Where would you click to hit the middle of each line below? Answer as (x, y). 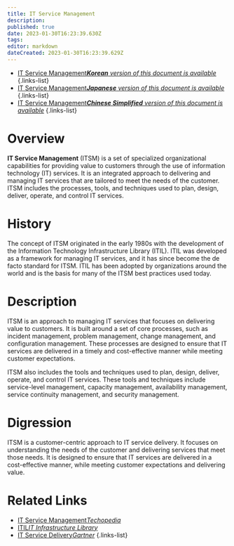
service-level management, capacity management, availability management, (117, 386)
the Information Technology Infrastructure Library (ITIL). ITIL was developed (117, 251)
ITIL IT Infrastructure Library (57, 527)
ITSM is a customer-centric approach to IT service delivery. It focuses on (113, 442)
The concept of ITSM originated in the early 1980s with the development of (116, 243)
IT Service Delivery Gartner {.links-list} (73, 535)
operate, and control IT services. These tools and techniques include (106, 379)
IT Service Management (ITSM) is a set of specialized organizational (107, 158)
